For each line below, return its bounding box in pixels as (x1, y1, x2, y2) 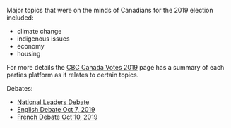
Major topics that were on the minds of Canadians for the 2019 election (6, 6, 213, 14)
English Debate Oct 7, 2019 (16, 105, 95, 113)
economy (16, 42, 45, 50)
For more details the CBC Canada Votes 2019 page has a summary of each (6, 63, 225, 71)
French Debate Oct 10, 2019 (16, 113, 98, 121)
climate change (16, 27, 62, 35)
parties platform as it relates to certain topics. (6, 70, 139, 79)
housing (16, 49, 41, 58)
